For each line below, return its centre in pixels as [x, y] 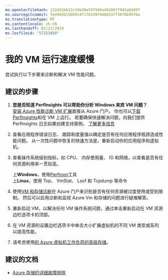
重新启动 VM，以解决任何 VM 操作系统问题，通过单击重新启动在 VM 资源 [88, 208]
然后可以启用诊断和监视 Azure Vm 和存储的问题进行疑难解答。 [87, 197]
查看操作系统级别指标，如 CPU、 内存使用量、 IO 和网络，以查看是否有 [86, 157]
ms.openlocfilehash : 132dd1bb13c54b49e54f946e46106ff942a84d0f [73, 10]
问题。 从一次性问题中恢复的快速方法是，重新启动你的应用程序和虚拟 [88, 141]
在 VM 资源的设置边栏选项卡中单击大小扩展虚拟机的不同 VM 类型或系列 [86, 225]
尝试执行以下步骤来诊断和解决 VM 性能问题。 [52, 74]
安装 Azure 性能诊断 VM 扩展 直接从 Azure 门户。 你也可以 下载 [76, 111]
